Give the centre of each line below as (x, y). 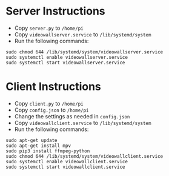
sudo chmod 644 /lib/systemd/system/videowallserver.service (85, 52)
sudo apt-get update (32, 140)
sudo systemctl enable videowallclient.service (67, 161)
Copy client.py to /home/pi (49, 103)
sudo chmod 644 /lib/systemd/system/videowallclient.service (85, 156)
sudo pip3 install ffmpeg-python (48, 151)
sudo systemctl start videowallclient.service (65, 167)
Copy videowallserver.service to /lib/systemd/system (83, 34)
